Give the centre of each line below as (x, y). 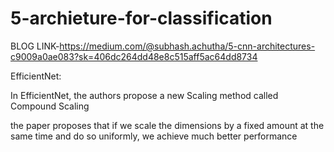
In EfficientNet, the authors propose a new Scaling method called (144, 95)
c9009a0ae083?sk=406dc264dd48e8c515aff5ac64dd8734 (134, 56)
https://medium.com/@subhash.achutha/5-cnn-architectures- (187, 46)
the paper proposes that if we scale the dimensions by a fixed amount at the (167, 125)
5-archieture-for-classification (141, 18)
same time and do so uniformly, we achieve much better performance (154, 136)
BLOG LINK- (35, 46)
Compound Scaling (50, 106)
